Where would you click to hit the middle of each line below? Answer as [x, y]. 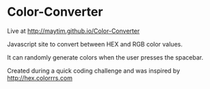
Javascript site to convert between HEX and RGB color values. [95, 44]
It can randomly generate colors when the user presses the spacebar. [105, 57]
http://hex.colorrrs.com [40, 78]
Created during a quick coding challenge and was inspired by [94, 71]
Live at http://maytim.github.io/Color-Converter [74, 31]
